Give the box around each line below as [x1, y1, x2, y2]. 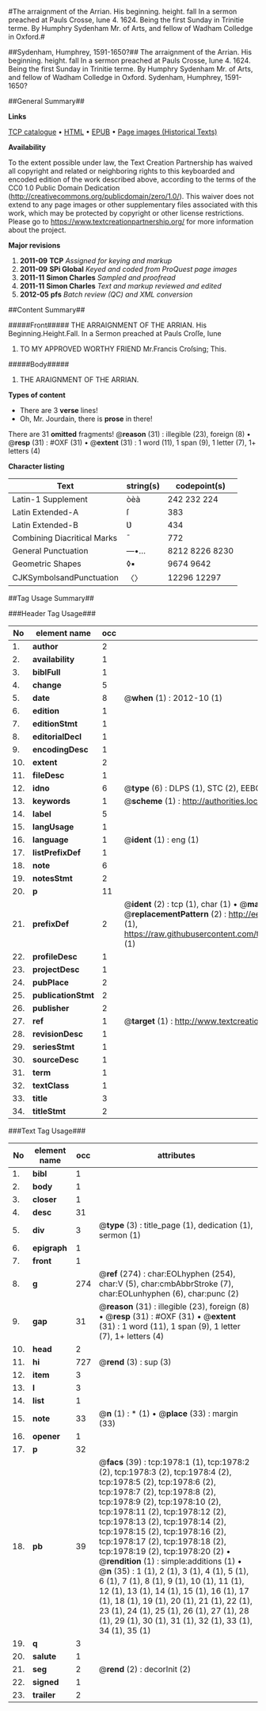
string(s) [126, 480, 161, 491]
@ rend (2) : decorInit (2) [98, 1664, 192, 1675]
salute [32, 1651, 57, 1662]
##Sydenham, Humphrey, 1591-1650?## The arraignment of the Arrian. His [8, 48, 252, 56]
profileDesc [32, 951, 78, 962]
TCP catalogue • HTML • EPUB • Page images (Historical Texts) [8, 127, 218, 136]
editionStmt [32, 718, 78, 729]
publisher [32, 1003, 70, 1013]
